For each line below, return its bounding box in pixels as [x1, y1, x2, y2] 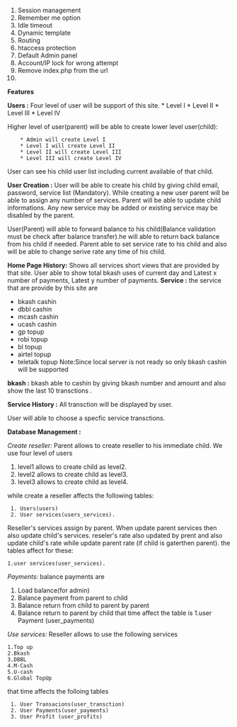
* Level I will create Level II [20, 142, 115, 150]
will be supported [17, 365, 69, 373]
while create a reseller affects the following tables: [7, 492, 154, 500]
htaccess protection [17, 44, 76, 52]
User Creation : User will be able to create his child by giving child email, [7, 181, 220, 189]
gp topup [17, 327, 45, 336]
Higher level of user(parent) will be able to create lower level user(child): [7, 123, 218, 130]
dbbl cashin [17, 305, 52, 313]
